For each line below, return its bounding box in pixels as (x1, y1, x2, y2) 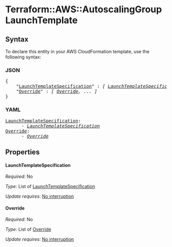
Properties (5, 148, 40, 156)
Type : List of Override (5, 227, 51, 233)
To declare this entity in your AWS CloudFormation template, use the (5, 49, 149, 54)
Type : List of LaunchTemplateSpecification (5, 183, 96, 190)
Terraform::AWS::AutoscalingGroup (5, 4, 162, 15)
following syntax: (5, 54, 41, 60)
